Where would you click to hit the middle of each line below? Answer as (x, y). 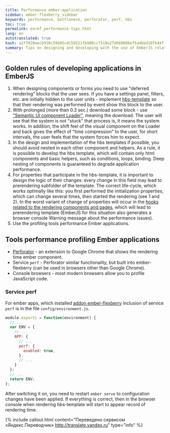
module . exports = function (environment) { (51, 318)
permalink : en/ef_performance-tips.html (49, 29)
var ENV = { (23, 327)
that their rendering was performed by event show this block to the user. (88, 105)
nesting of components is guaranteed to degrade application (76, 164)
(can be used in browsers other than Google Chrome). (89, 268)
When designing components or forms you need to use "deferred (81, 88)
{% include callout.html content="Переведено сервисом (65, 419)
